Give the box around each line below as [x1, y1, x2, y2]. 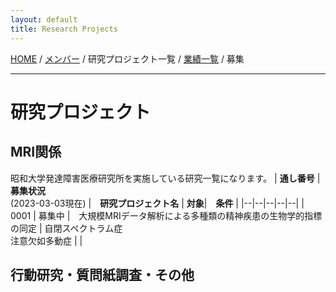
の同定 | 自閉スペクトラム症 [10, 222, 123, 234]
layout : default [10, 14, 78, 25]
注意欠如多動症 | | [10, 234, 83, 246]
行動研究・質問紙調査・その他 [10, 266, 195, 283]
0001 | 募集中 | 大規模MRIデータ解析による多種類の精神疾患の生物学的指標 [10, 209, 323, 221]
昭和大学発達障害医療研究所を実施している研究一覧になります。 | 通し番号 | [10, 172, 321, 184]
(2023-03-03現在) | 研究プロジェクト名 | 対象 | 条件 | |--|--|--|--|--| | [10, 197, 305, 209]
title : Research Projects [10, 24, 118, 34]
